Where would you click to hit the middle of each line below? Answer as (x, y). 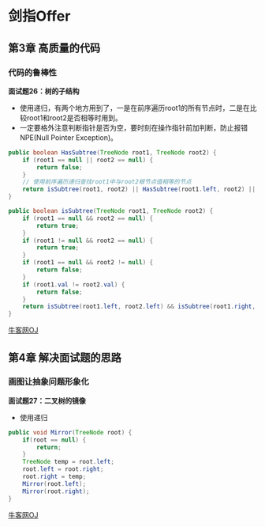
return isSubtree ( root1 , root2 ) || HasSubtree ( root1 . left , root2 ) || (139, 190)
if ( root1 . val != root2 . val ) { (74, 284)
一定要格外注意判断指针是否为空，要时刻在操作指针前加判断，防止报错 (134, 127)
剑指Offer (39, 16)
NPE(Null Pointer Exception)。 (69, 137)
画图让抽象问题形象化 (49, 382)
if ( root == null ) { (54, 440)
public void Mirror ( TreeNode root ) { (70, 432)
